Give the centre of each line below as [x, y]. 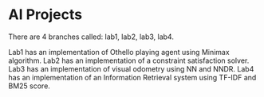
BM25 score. [29, 86]
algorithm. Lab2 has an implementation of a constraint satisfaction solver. [129, 60]
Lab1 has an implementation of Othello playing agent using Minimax [119, 52]
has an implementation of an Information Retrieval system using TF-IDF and [132, 77]
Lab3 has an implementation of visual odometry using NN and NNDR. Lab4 [131, 68]
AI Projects [45, 15]
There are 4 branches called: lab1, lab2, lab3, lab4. [91, 37]
